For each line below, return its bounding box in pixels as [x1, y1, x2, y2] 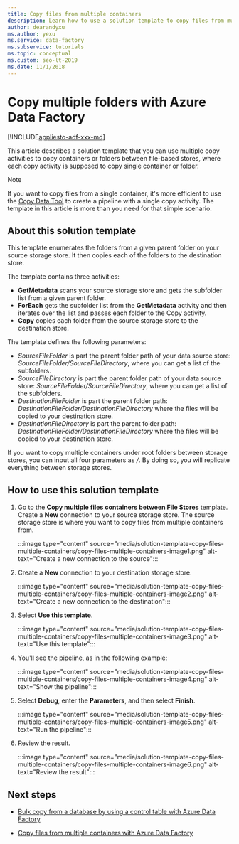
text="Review [17, 768, 58, 776]
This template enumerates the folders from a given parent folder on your [7, 243, 220, 252]
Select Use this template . [17, 611, 93, 619]
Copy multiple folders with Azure [7, 94, 206, 110]
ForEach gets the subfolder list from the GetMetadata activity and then [17, 301, 227, 310]
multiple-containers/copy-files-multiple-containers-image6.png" [17, 760, 208, 769]
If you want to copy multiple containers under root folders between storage [7, 449, 228, 457]
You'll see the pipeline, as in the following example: [17, 653, 168, 662]
